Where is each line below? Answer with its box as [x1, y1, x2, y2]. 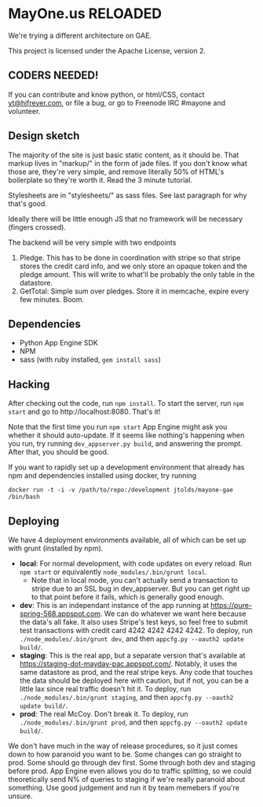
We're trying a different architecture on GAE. [8, 31, 152, 40]
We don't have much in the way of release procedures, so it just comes [8, 741, 238, 750]
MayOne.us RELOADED [8, 5, 163, 23]
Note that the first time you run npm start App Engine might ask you [8, 422, 228, 432]
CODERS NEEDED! [8, 68, 99, 83]
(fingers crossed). [8, 222, 67, 232]
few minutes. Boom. [19, 294, 85, 304]
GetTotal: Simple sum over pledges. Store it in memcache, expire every [19, 286, 250, 296]
